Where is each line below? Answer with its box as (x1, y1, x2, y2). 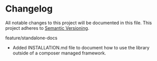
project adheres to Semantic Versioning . (5, 25, 89, 31)
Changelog (5, 3, 53, 15)
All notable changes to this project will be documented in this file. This (5, 20, 152, 26)
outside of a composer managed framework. (12, 50, 106, 56)
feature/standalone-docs (5, 35, 57, 41)
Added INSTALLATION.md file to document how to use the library (12, 44, 150, 50)
